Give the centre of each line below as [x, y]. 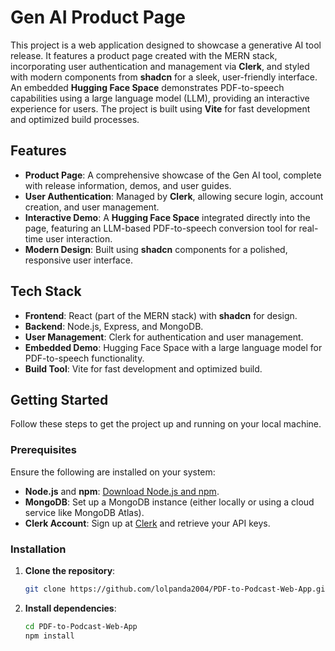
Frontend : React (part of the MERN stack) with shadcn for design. [161, 315]
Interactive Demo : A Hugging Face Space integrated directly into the [167, 217]
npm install [49, 636]
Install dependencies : [70, 608]
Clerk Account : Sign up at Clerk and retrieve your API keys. [147, 523]
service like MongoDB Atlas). [84, 512]
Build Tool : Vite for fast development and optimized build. [143, 368]
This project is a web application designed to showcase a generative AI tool [166, 45]
